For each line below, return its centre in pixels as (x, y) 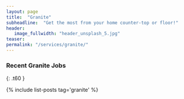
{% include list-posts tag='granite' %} (52, 90)
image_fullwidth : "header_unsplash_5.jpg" (67, 34)
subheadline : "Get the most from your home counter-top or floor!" (92, 23)
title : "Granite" (29, 17)
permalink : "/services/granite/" (47, 45)
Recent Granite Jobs (36, 65)
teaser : (16, 39)
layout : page (22, 12)
